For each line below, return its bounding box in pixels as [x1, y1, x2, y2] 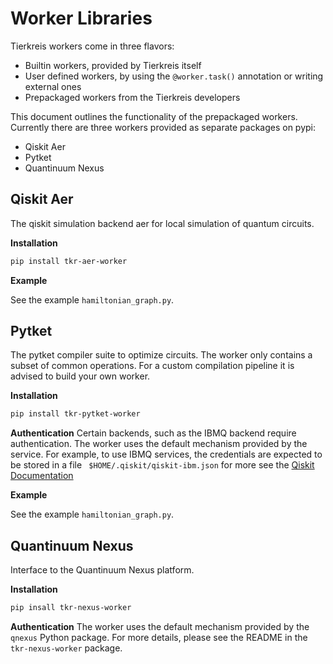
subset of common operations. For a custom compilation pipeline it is [10, 360, 295, 372]
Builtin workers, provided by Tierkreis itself [24, 59, 202, 71]
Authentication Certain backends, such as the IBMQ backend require [10, 427, 297, 439]
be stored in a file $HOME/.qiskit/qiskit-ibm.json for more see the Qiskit [10, 459, 315, 471]
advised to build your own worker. [10, 370, 151, 382]
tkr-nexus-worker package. [10, 642, 123, 654]
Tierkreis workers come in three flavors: [10, 40, 175, 52]
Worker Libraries [10, 7, 153, 30]
